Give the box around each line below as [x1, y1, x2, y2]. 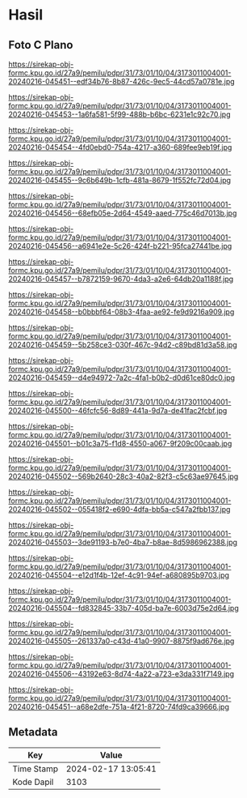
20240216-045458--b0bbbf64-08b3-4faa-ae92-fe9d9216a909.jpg [8, 307, 235, 317]
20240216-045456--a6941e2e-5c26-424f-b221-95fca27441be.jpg [8, 241, 232, 250]
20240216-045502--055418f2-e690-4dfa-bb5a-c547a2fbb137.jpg [8, 505, 231, 514]
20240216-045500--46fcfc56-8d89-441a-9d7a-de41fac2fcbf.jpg [8, 406, 228, 415]
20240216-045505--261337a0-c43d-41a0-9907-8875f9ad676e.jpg [8, 636, 235, 646]
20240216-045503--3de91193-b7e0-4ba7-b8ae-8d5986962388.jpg [8, 537, 238, 547]
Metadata [8, 725, 58, 739]
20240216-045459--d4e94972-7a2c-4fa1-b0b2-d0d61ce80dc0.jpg [8, 373, 236, 382]
